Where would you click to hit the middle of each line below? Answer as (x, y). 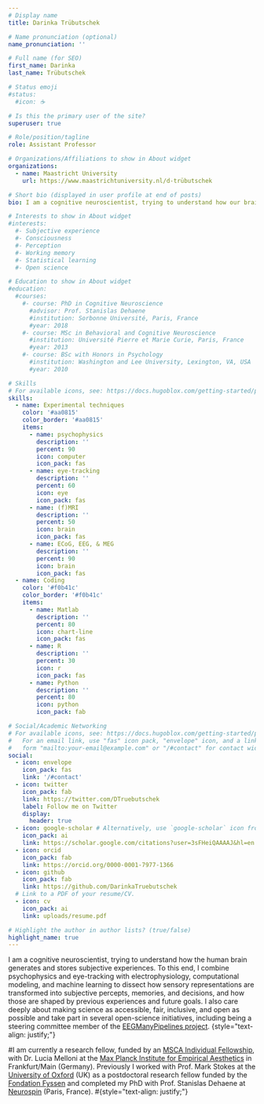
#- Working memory (46, 253)
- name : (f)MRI (54, 507)
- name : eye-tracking (64, 471)
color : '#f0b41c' (51, 588)
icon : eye (52, 493)
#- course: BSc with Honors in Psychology (93, 355)
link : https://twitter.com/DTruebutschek (91, 799)
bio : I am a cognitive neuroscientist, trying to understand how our (125, 202)
